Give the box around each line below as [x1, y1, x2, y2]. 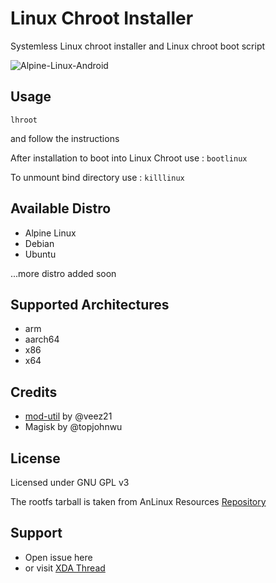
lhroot [10, 115, 38, 125]
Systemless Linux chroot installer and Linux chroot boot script [10, 40, 266, 52]
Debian [24, 237, 55, 249]
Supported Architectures [10, 296, 170, 313]
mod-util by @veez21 [24, 410, 113, 422]
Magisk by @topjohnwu [24, 421, 123, 433]
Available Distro [10, 200, 112, 217]
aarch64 [24, 333, 60, 346]
